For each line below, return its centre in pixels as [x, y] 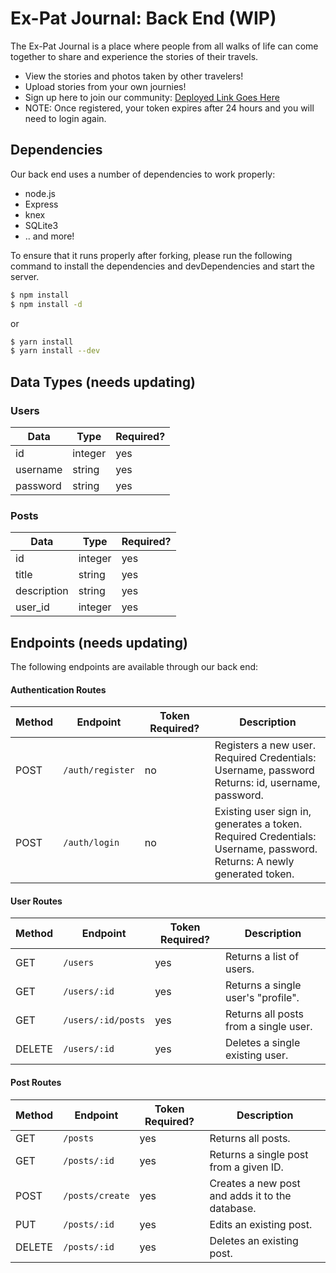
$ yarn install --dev [55, 351]
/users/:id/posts [104, 1020]
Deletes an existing [254, 1240]
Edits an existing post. [261, 1224]
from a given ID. [246, 1167]
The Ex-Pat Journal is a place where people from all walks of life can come [164, 46]
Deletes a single [263, 1043]
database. [233, 1208]
